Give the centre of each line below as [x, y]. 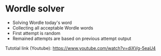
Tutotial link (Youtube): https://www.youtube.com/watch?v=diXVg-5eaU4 [80, 48]
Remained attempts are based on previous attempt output [72, 38]
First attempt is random [36, 33]
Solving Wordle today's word [42, 22]
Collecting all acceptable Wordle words [53, 27]
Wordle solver [35, 9]
